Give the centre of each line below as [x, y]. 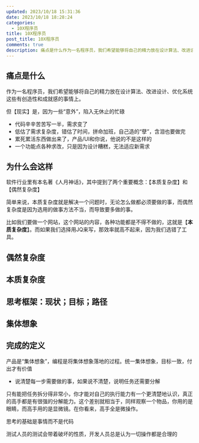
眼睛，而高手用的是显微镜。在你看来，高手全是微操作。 [73, 409]
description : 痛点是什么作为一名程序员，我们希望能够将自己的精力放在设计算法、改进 [98, 50]
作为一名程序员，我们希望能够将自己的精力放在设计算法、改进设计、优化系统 [99, 91]
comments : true [25, 45]
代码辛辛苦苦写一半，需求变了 [51, 124]
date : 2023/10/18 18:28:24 [39, 17]
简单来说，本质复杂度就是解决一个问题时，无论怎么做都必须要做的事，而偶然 [99, 202]
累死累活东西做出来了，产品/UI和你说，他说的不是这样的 [83, 139]
